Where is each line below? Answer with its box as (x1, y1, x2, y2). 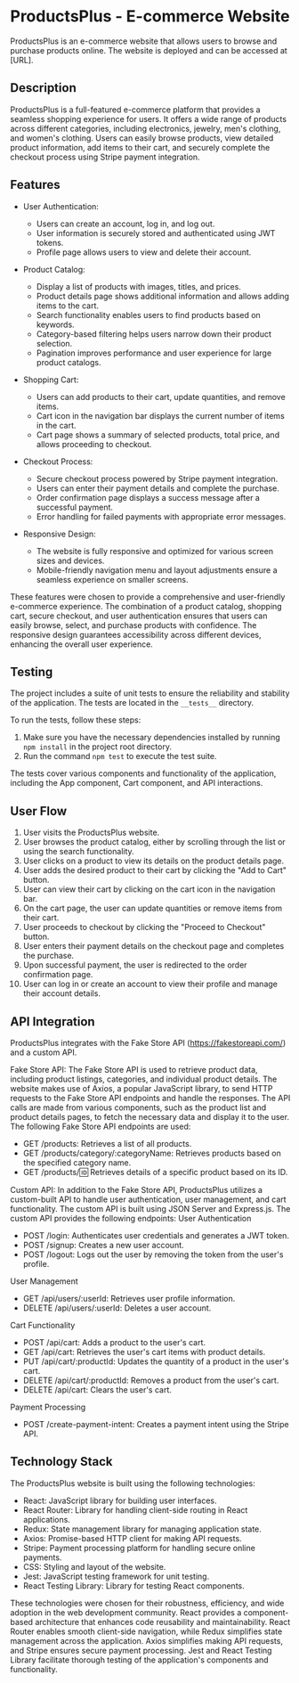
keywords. (36, 319, 75, 330)
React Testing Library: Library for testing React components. (22, 1580, 245, 1591)
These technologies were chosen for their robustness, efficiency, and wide (10, 1597, 285, 1608)
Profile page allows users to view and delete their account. (36, 247, 252, 257)
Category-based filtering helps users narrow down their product (36, 328, 272, 339)
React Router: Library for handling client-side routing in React (22, 1504, 248, 1516)
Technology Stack (10, 1454, 113, 1469)
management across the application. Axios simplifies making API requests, (10, 1635, 284, 1646)
